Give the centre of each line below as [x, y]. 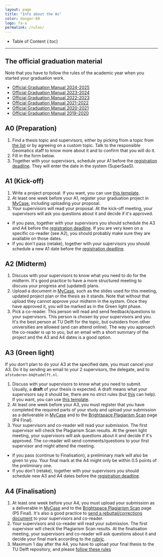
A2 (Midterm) [26, 264]
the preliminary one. [32, 466]
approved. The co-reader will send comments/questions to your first [81, 441]
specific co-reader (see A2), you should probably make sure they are [81, 233]
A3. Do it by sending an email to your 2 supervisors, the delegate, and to [77, 370]
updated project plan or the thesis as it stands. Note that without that [81, 296]
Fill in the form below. [33, 155]
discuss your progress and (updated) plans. [56, 286]
